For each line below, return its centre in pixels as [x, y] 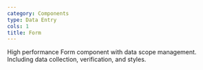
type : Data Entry [32, 20]
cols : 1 [18, 26]
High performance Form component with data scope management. [102, 52]
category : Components [38, 13]
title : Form [24, 33]
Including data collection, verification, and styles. [77, 60]
